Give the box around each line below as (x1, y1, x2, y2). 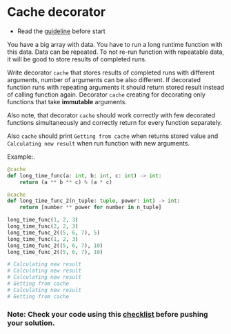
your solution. (7, 318, 55, 328)
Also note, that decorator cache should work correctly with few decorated (7, 111, 216, 119)
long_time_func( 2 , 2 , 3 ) (7, 223, 79, 230)
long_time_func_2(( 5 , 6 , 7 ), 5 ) (7, 229, 100, 236)
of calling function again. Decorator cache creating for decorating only (7, 90, 205, 99)
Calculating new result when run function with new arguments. (7, 139, 190, 147)
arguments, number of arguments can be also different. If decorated (7, 75, 201, 83)
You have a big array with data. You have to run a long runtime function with (7, 40, 223, 48)
